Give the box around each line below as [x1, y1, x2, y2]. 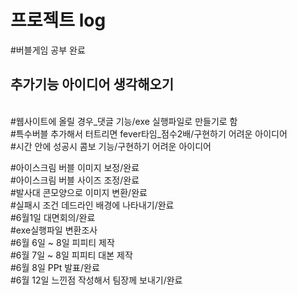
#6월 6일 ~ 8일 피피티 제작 [10, 236, 115, 248]
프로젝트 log [10, 9, 107, 32]
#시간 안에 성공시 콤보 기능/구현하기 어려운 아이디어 [10, 140, 212, 152]
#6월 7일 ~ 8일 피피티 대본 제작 [10, 249, 133, 261]
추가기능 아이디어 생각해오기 [10, 76, 175, 93]
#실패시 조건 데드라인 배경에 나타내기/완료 [10, 199, 175, 211]
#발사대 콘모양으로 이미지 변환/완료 [10, 186, 148, 198]
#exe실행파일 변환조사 [10, 224, 98, 236]
